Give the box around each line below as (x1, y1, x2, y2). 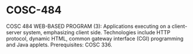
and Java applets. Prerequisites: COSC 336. (6, 41, 113, 48)
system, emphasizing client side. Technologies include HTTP (23, 28, 171, 35)
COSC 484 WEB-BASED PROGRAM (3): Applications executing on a (6, 23, 171, 30)
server (6, 28, 22, 35)
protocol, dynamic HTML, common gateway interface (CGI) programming (6, 35, 184, 42)
